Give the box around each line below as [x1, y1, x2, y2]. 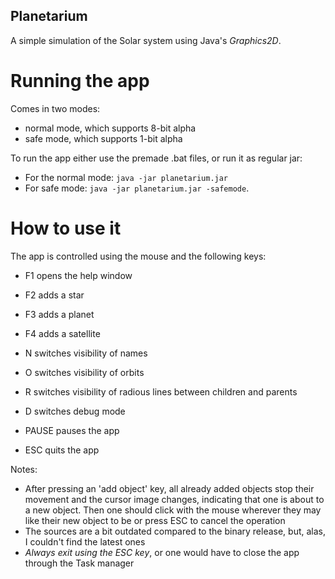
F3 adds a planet [24, 308, 95, 320]
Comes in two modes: [10, 102, 101, 114]
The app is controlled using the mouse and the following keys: [10, 250, 267, 262]
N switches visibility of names [24, 347, 148, 359]
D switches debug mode [24, 405, 126, 417]
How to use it [10, 217, 122, 239]
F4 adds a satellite [24, 327, 101, 339]
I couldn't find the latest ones [24, 535, 146, 548]
